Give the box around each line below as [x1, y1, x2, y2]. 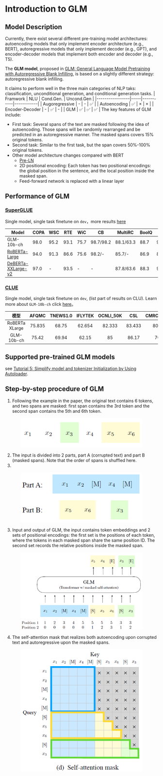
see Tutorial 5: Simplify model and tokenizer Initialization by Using [5, 366, 137, 371]
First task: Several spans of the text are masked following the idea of [12, 122, 149, 127]
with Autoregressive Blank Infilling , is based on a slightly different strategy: [5, 71, 154, 76]
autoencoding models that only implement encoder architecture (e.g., [5, 41, 144, 47]
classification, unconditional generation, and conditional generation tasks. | [5, 91, 155, 96]
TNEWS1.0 [49, 313, 73, 318]
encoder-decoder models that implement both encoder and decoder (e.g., [5, 51, 154, 57]
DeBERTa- [7, 260, 29, 266]
